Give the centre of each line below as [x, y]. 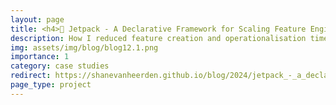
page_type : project [51, 85]
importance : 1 [40, 57]
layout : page [37, 19]
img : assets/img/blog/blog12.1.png [84, 47]
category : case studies [60, 66]
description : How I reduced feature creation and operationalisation [158, 38]
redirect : [31, 76]
